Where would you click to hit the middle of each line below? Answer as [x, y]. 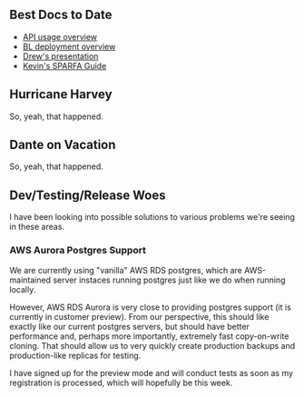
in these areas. [37, 227]
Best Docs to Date [61, 15]
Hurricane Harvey [61, 94]
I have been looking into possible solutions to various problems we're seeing [152, 217]
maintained [30, 280]
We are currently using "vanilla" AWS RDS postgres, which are [126, 270]
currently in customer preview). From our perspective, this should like [139, 316]
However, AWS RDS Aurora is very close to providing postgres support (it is [151, 307]
